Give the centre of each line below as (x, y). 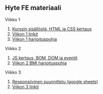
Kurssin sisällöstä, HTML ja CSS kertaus (52, 29)
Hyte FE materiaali (33, 8)
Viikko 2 (13, 48)
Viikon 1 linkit (25, 34)
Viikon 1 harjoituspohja (34, 39)
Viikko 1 (13, 19)
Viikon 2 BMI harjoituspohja (39, 63)
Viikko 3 (13, 72)
